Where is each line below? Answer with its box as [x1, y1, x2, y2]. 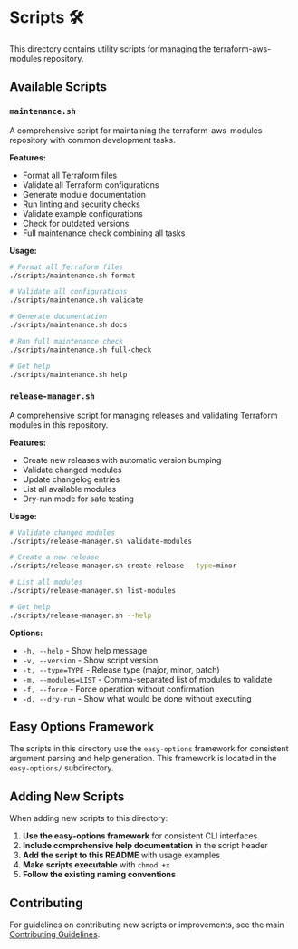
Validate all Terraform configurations [22, 179, 159, 190]
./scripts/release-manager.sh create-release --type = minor [9, 561, 237, 571]
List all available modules [22, 483, 117, 494]
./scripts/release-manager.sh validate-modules [9, 537, 193, 546]
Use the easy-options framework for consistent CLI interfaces [22, 830, 258, 841]
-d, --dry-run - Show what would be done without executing [22, 692, 252, 703]
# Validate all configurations [9, 287, 128, 296]
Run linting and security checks [22, 199, 140, 209]
